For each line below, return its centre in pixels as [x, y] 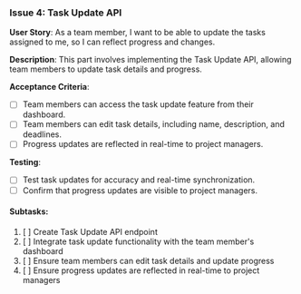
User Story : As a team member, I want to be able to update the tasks [137, 33]
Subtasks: [29, 211]
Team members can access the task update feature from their [138, 104]
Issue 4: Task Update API [66, 13]
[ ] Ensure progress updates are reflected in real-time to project [141, 270]
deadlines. [42, 134]
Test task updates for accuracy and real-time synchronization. [139, 180]
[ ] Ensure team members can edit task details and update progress [148, 260]
